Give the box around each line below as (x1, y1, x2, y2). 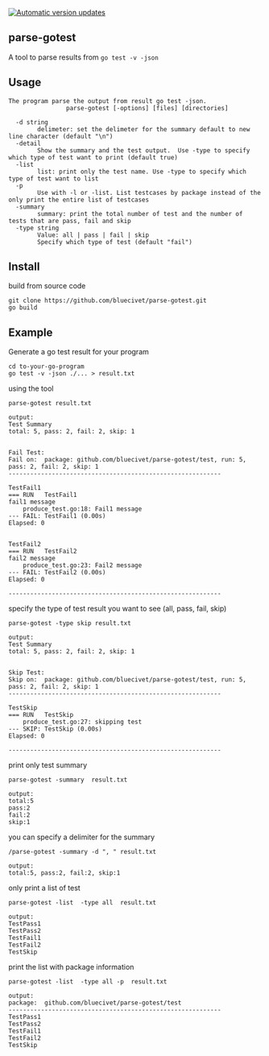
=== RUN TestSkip (8, 711, 74, 719)
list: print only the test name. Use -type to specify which (37, 168, 247, 176)
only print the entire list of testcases (8, 196, 150, 204)
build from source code (8, 281, 86, 291)
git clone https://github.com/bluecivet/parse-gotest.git (8, 296, 207, 305)
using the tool (8, 383, 54, 394)
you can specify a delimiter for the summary (8, 832, 155, 842)
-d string (15, 118, 48, 126)
